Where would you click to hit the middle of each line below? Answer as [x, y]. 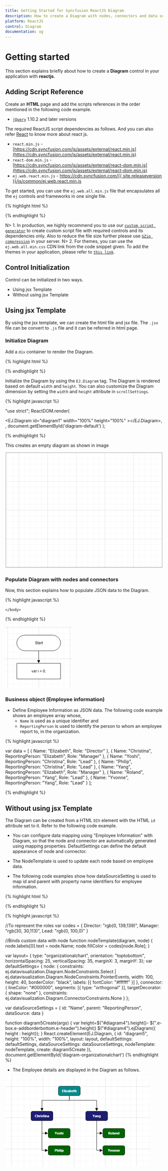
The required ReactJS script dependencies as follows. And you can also [79, 129]
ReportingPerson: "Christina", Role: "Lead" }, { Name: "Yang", [68, 767]
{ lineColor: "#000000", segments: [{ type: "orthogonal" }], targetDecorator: [83, 988]
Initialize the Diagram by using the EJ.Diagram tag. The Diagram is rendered [82, 381]
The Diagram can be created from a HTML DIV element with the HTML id [80, 820]
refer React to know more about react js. [47, 134]
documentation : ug [24, 32]
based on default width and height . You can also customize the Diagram [79, 386]
